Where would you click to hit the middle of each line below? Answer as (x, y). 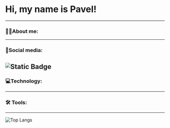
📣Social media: (24, 50)
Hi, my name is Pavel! (51, 9)
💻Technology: (24, 81)
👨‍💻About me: (22, 31)
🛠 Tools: (16, 102)
